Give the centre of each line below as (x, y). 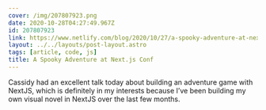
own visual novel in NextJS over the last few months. (94, 99)
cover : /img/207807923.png (53, 15)
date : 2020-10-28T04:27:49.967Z (61, 23)
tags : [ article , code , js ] (53, 52)
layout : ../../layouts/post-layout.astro (78, 45)
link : (17, 38)
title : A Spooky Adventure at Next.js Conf (81, 60)
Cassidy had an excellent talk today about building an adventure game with (131, 82)
